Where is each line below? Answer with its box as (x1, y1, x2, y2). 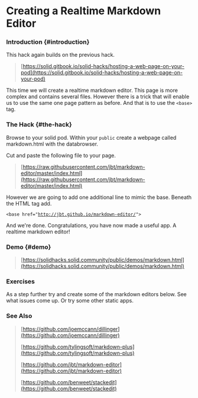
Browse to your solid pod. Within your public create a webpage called (6, 134, 177, 141)
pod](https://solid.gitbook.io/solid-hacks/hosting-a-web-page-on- (20, 69, 183, 76)
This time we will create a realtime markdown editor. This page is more (6, 87, 178, 94)
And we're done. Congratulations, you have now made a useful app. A (6, 222, 177, 229)
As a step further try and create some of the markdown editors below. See (6, 291, 187, 298)
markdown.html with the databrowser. (6, 140, 99, 147)
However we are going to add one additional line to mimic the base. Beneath (6, 194, 192, 201)
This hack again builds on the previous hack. (6, 52, 115, 59)
